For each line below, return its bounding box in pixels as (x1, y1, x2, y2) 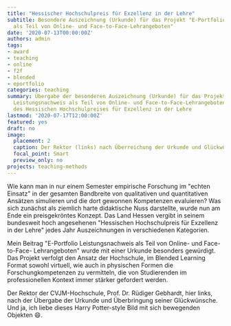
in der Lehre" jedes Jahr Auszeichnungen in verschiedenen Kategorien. (7, 226, 210, 234)
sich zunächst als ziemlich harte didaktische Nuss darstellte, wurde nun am (7, 204, 221, 212)
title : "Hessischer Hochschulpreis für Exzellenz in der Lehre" (7, 10, 195, 17)
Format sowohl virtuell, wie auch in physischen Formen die (7, 261, 174, 269)
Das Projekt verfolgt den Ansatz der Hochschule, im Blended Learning (7, 253, 206, 261)
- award (7, 49, 30, 56)
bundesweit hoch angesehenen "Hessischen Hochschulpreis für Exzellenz (7, 218, 219, 226)
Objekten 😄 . (7, 310, 43, 319)
